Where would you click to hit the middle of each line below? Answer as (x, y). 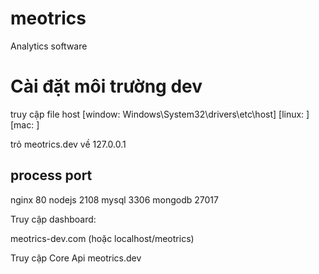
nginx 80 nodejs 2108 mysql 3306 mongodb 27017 (114, 199)
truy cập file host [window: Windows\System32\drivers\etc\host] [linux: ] (160, 114)
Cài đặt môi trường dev (106, 86)
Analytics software (49, 46)
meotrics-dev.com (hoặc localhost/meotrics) (102, 238)
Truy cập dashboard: (53, 219)
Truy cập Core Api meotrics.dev (76, 258)
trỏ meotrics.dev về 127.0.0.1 (68, 144)
